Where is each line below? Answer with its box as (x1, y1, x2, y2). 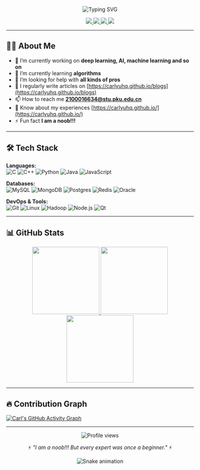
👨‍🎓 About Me (6, 41, 56, 51)
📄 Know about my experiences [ (14, 104, 93, 111)
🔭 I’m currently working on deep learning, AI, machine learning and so (14, 57, 189, 64)
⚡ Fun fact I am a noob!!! (14, 117, 76, 124)
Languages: (6, 161, 37, 169)
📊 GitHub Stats (6, 228, 64, 238)
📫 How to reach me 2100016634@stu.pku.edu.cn (14, 95, 142, 102)
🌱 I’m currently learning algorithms (14, 69, 101, 77)
